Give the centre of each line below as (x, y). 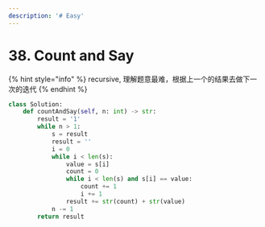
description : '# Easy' (46, 16)
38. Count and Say (71, 55)
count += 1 (98, 187)
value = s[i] (88, 164)
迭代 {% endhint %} (55, 89)
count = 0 (82, 171)
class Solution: (35, 104)
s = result (70, 134)
